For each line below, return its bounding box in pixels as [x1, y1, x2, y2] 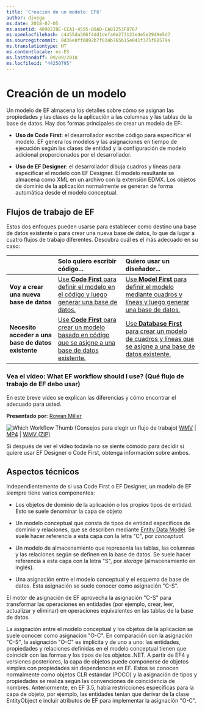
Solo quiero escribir [57, 257, 117, 266]
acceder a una [9, 331, 52, 340]
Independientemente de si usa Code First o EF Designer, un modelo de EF [6, 483, 192, 490]
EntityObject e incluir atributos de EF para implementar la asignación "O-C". [6, 697, 196, 704]
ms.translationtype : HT [6, 43, 67, 50]
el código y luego [57, 290, 108, 299]
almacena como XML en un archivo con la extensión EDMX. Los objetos [15, 176, 196, 184]
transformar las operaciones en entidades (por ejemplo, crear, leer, [6, 600, 175, 608]
